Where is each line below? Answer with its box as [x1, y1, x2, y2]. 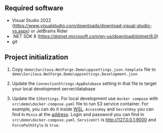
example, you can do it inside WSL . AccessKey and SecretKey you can [11, 106, 154, 112]
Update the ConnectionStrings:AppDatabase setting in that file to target [11, 80, 157, 86]
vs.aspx [11, 27, 28, 34]
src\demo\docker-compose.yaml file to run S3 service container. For [11, 100, 148, 106]
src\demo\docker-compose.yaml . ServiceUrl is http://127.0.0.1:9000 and [11, 116, 156, 122]
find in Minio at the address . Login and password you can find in [11, 111, 144, 117]
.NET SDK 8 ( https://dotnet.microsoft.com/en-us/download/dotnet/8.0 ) [11, 33, 158, 39]
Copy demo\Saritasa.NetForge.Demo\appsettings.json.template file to [11, 66, 156, 72]
